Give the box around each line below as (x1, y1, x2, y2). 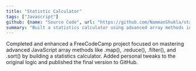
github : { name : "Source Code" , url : (6, 19, 95, 25)
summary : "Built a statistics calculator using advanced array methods (6, 24, 184, 31)
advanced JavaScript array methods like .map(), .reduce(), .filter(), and (6, 47, 176, 54)
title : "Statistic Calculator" (6, 8, 82, 14)
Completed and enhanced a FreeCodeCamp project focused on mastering (6, 40, 184, 47)
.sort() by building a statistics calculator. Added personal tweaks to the (6, 53, 176, 59)
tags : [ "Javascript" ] (6, 14, 59, 20)
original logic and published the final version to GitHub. (6, 59, 138, 66)
